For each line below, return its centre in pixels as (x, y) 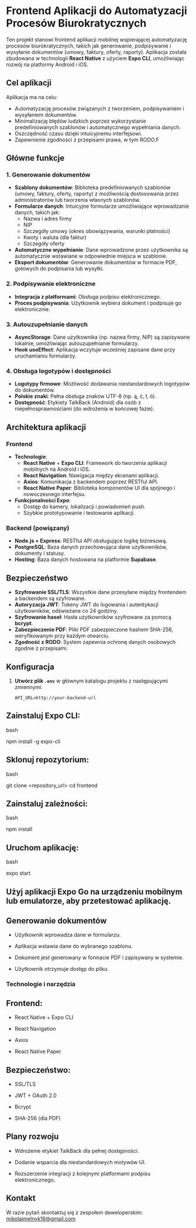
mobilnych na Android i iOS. (57, 469)
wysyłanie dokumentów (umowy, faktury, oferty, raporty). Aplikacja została (96, 52)
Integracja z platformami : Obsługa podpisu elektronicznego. (88, 296)
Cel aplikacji (29, 83)
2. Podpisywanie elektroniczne (51, 284)
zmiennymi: (28, 687)
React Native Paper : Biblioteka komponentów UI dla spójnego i (99, 488)
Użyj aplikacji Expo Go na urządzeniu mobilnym (94, 891)
